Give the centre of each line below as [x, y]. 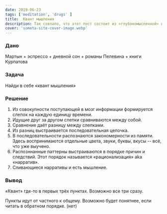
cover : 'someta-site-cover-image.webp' [46, 28]
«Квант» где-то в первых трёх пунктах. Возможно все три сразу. [74, 191]
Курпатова [16, 62]
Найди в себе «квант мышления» [41, 86]
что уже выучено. [31, 146]
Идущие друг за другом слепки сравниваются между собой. [77, 120]
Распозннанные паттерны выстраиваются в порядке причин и [79, 152]
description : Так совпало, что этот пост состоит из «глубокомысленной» [82, 24]
